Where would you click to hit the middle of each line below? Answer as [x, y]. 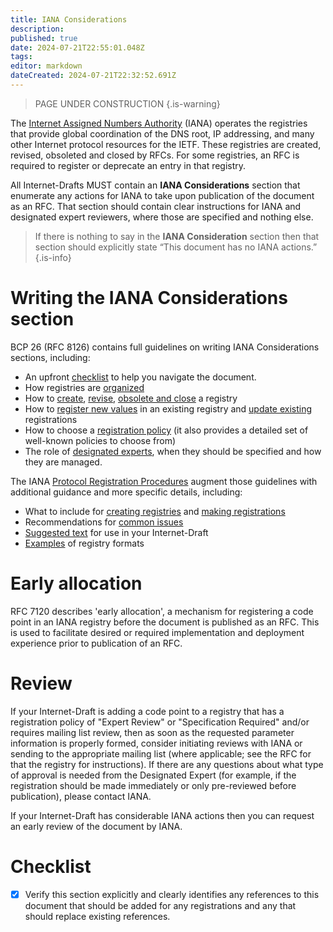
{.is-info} [53, 257]
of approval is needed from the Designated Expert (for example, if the [153, 775]
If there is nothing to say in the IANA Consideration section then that [177, 236]
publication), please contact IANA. [81, 796]
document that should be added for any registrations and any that [160, 905]
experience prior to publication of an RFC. [96, 643]
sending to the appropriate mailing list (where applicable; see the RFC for [161, 753]
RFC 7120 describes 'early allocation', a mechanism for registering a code [162, 611]
